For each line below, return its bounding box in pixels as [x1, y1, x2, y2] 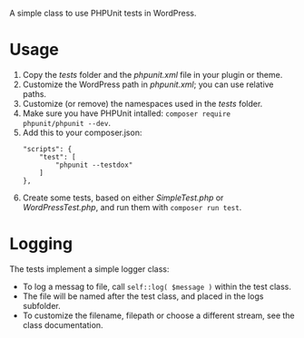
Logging [9, 234, 74, 255]
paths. [22, 88, 47, 99]
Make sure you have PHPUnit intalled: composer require [22, 108, 231, 119]
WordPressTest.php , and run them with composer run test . [22, 201, 242, 212]
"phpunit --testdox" [55, 160, 133, 169]
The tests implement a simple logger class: [9, 263, 170, 275]
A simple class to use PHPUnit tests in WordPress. [9, 8, 197, 18]
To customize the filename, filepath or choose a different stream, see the [22, 310, 295, 321]
